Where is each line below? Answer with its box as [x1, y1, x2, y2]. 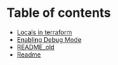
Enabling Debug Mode [16, 35, 81, 43]
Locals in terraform [16, 28, 72, 36]
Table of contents [6, 5, 112, 21]
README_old [16, 43, 55, 51]
